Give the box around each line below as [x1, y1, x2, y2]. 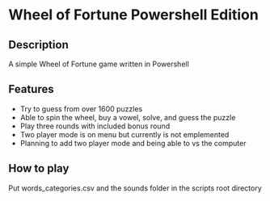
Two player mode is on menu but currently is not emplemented [19, 129, 230, 139]
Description [8, 38, 69, 52]
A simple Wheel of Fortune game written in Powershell [8, 59, 190, 69]
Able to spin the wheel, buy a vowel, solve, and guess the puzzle [19, 112, 236, 122]
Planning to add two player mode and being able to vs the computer [19, 138, 247, 148]
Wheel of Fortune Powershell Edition [8, 6, 259, 24]
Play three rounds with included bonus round [19, 121, 171, 131]
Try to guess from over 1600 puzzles [19, 103, 143, 114]
